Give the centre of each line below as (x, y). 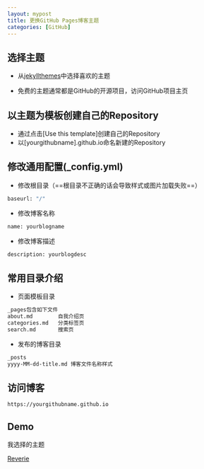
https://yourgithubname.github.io (58, 405)
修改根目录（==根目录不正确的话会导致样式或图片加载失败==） (109, 185)
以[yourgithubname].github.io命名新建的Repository (91, 143)
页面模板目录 (36, 296)
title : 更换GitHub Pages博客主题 (53, 21)
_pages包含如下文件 (33, 310)
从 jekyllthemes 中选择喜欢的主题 (64, 76)
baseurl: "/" (26, 199)
